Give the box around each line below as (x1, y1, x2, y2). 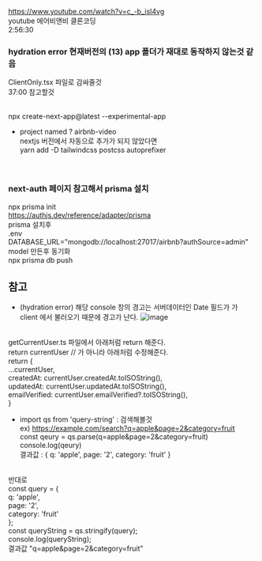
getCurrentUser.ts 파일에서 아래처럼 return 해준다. (8, 338, 166, 347)
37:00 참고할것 (8, 87, 55, 97)
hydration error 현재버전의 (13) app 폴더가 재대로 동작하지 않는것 (8, 46, 245, 57)
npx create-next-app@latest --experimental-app (8, 112, 167, 121)
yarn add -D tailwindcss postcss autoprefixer (19, 146, 167, 155)
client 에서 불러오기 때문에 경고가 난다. (19, 313, 139, 322)
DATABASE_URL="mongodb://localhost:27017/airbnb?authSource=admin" (8, 237, 249, 246)
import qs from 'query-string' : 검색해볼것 (19, 415, 152, 424)
